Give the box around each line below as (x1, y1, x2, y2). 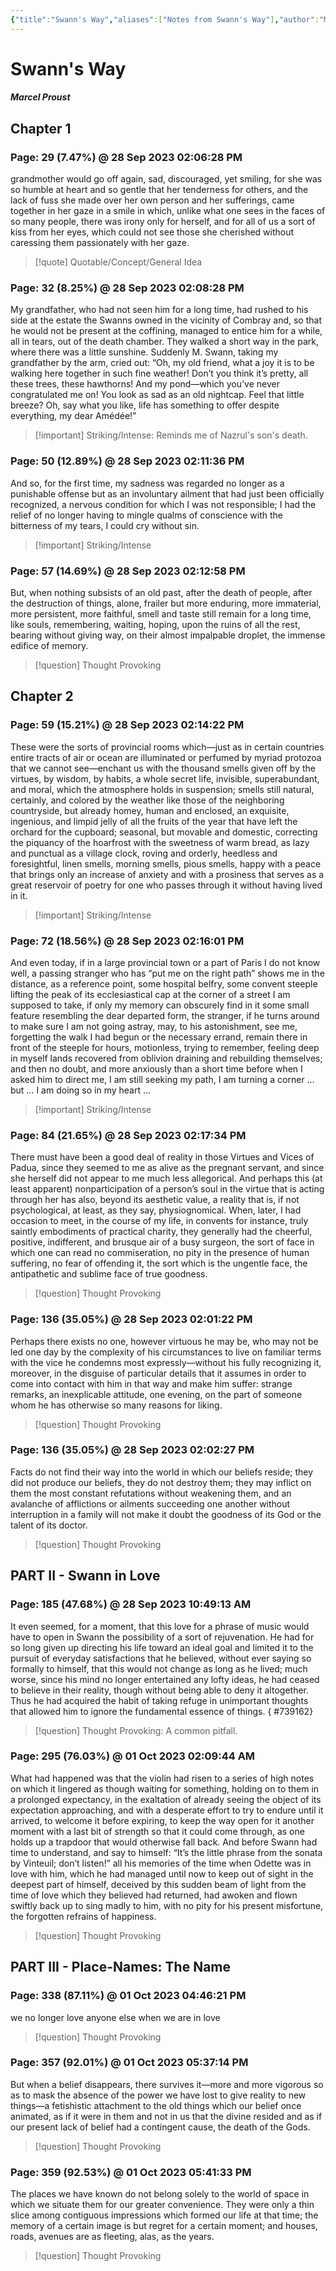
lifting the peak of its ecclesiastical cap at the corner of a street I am (10, 988, 291, 1000)
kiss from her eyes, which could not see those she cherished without (10, 226, 295, 238)
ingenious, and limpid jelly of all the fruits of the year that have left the (10, 815, 298, 827)
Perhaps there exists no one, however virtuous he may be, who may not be (10, 1335, 319, 1347)
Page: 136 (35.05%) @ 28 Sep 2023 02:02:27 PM (10, 1443, 255, 1457)
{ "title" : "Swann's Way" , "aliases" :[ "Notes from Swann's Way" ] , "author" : (10, 14, 320, 25)
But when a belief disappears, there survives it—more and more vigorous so (10, 2078, 324, 2090)
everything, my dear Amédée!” (10, 410, 137, 422)
